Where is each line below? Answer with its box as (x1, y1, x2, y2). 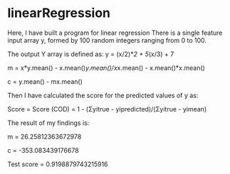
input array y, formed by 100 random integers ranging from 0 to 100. (7, 36, 207, 44)
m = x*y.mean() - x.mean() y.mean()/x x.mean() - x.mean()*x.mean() (7, 63, 205, 72)
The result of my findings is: (7, 119, 90, 127)
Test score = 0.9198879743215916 (7, 160, 108, 168)
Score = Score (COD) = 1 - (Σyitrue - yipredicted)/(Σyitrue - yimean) (7, 104, 207, 113)
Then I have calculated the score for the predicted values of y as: (7, 91, 199, 99)
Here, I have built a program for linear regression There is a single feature (7, 28, 223, 37)
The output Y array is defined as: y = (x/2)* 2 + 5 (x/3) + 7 (7, 50, 174, 58)
